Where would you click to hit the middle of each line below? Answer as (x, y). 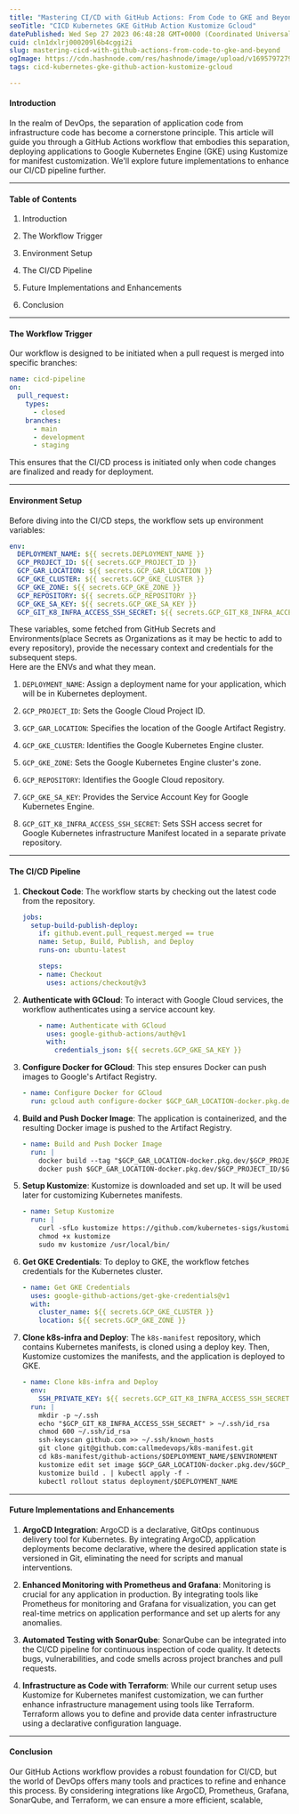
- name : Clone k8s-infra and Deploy (90, 1383)
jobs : (32, 917)
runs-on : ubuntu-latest (82, 950)
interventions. (47, 1568)
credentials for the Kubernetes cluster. (92, 1271)
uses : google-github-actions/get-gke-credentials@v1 (130, 1295)
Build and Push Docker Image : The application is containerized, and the (154, 1118)
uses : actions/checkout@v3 (96, 983)
